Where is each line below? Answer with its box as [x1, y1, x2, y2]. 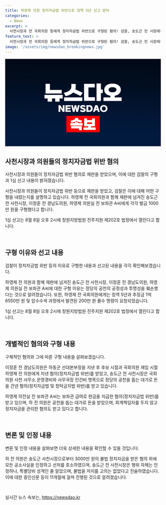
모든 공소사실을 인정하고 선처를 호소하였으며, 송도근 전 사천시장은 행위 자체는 [5, 462, 153, 467]
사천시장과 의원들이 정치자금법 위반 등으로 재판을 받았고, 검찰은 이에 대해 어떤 [5, 188, 154, 194]
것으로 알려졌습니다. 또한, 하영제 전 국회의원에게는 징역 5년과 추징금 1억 [14, 291, 152, 297]
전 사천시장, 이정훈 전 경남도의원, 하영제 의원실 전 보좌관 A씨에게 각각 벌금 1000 [5, 200, 159, 206]
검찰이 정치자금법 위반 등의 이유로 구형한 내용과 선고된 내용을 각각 [5, 262, 132, 269]
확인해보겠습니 [132, 262, 161, 269]
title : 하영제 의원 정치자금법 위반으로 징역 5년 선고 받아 [5, 8, 110, 13]
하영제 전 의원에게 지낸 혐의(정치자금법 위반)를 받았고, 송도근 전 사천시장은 [5, 370, 148, 376]
